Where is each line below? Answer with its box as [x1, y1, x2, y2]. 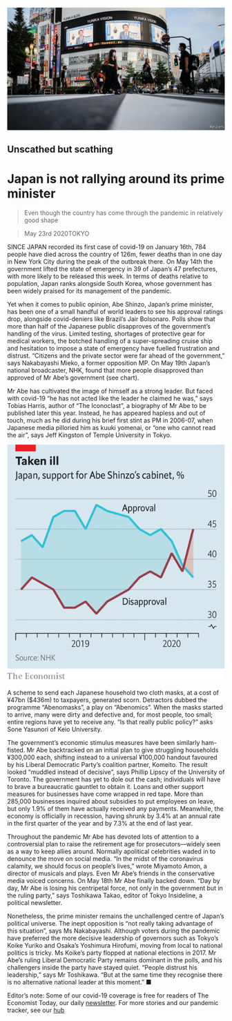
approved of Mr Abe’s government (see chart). [7, 373, 139, 382]
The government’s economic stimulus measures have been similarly [7, 738, 200, 746]
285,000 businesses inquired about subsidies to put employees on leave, [7, 797, 215, 805]
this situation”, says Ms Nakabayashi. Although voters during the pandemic [7, 926, 220, 935]
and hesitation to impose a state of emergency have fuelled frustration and [7, 344, 220, 352]
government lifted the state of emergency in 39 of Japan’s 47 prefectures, [7, 264, 217, 273]
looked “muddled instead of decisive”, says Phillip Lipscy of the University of [7, 768, 225, 776]
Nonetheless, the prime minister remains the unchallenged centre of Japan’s [7, 912, 224, 920]
